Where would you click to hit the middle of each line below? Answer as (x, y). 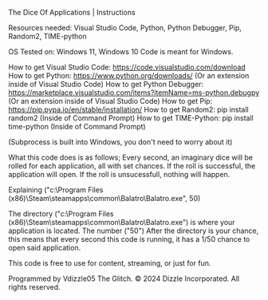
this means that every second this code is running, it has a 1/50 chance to (129, 239)
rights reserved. (35, 287)
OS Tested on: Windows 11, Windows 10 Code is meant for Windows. (121, 51)
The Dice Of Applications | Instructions (72, 12)
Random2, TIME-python (48, 36)
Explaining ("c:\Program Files (56, 190)
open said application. (45, 248)
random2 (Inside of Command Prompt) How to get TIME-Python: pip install (131, 118)
